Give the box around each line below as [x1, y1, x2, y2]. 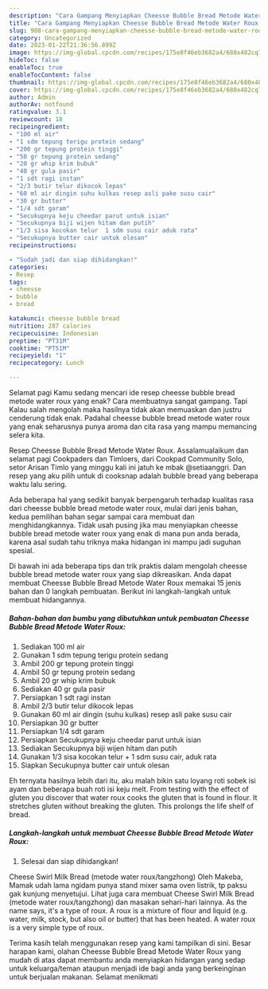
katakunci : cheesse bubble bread [9, 315, 120, 323]
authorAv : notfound [9, 100, 74, 108]
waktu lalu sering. [9, 480, 67, 489]
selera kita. [9, 430, 45, 439]
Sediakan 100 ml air [20, 642, 85, 651]
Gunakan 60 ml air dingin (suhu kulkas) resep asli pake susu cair [20, 709, 233, 719]
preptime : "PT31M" [9, 336, 70, 345]
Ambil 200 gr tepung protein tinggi [20, 658, 134, 668]
